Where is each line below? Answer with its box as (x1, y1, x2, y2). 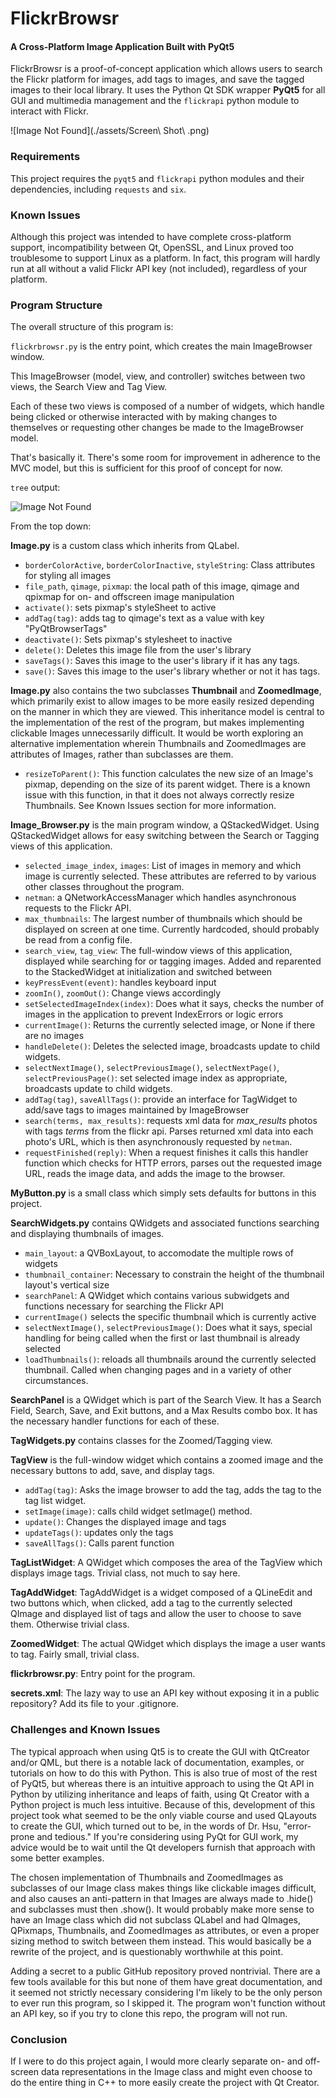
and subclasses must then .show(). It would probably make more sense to (10, 1903, 315, 1915)
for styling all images (24, 570, 112, 582)
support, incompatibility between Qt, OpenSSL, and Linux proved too (10, 241, 294, 253)
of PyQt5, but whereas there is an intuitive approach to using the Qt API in (10, 1777, 315, 1789)
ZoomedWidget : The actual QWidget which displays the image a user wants (10, 1638, 326, 1650)
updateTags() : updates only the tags (24, 1527, 174, 1539)
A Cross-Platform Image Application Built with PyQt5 (10, 40, 235, 52)
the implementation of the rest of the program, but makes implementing (10, 717, 305, 729)
